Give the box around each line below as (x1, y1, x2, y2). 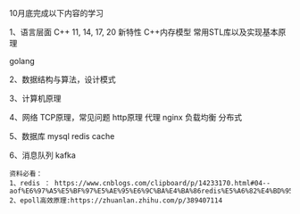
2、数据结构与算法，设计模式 (9, 74, 116, 85)
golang (9, 56, 36, 66)
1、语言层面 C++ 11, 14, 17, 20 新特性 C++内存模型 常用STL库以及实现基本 (9, 27, 279, 37)
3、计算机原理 (9, 93, 62, 103)
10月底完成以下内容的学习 (9, 8, 104, 18)
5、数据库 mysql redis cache (9, 131, 115, 141)
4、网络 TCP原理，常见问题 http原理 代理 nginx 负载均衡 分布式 (9, 112, 243, 122)
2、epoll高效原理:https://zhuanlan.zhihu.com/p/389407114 (9, 196, 223, 205)
